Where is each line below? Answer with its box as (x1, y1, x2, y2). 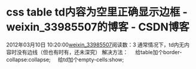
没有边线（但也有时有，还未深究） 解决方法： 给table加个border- (16, 48, 182, 55)
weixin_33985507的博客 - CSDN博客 (6, 20, 189, 34)
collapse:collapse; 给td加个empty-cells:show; (6, 56, 124, 63)
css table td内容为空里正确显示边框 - (6, 5, 188, 19)
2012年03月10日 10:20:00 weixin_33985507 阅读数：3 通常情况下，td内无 (6, 41, 185, 48)
